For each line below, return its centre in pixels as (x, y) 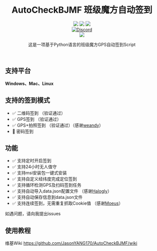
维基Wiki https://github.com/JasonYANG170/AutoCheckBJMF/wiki (71, 243)
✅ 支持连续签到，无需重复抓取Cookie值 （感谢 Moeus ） (68, 203)
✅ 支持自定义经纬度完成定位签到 (44, 179)
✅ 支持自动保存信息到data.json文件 (47, 197)
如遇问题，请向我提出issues (33, 214)
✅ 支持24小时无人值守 (34, 167)
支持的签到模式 (28, 100)
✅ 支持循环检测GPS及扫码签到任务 (47, 185)
